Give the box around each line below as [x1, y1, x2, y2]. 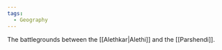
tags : [7, 10, 23, 17]
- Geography [13, 16, 49, 23]
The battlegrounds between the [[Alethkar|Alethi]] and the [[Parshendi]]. [7, 35, 216, 43]
